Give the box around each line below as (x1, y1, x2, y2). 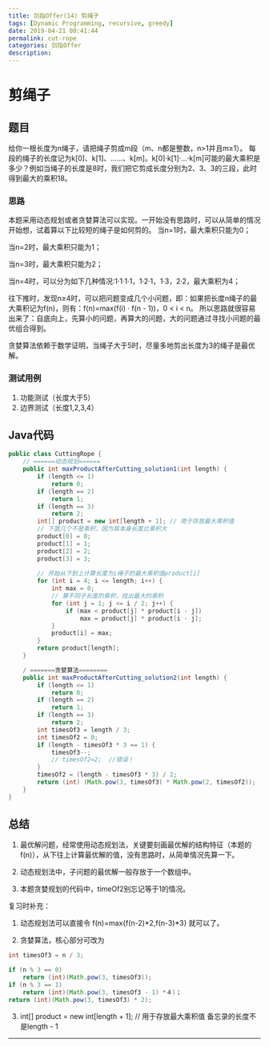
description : (8, 49, 52, 57)
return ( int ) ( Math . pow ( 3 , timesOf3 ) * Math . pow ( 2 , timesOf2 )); (37, 778, 256, 787)
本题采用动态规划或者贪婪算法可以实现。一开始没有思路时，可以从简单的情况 (8, 215, 261, 225)
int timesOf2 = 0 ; (37, 733, 98, 741)
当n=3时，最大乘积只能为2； (8, 259, 103, 269)
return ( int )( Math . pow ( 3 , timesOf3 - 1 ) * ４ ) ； (22, 988, 183, 996)
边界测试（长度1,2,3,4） (19, 402, 98, 412)
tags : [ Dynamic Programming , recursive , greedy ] (8, 19, 174, 27)
